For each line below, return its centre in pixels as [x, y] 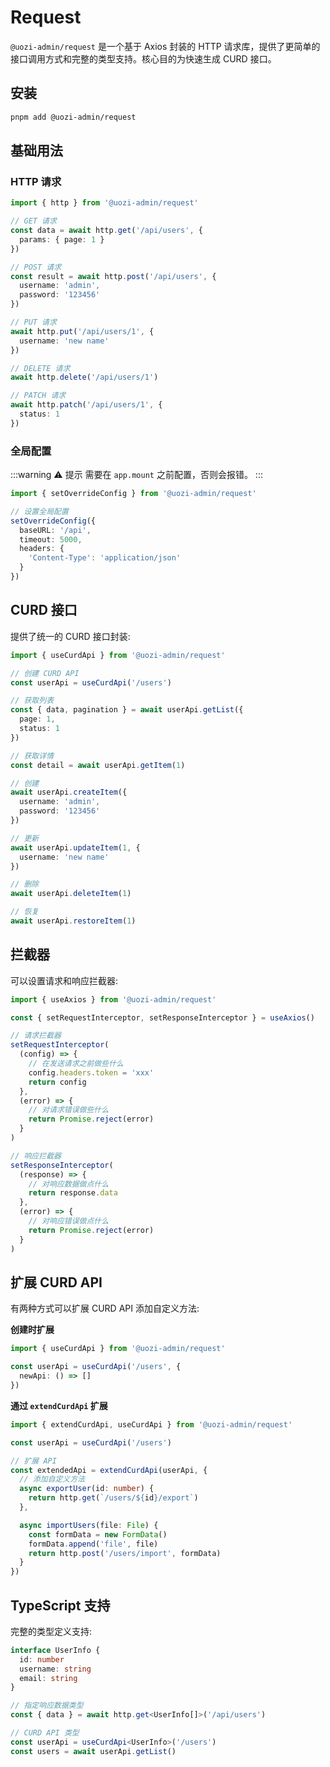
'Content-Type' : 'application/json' [105, 558]
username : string [55, 1669]
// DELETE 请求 [40, 368]
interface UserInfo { [55, 1650]
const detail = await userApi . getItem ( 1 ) [98, 765]
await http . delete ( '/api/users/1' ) [84, 377]
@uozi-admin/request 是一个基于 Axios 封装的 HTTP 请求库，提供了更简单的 [165, 46]
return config [57, 1082]
